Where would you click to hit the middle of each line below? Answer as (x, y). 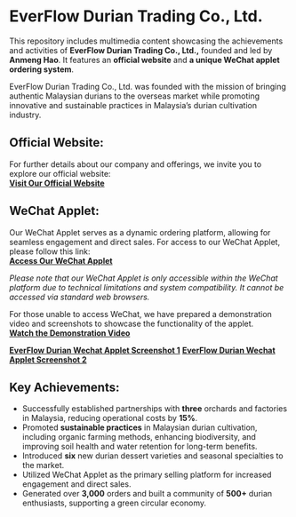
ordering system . (41, 69)
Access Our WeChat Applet (61, 260)
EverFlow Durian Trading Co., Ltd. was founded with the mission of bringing (148, 86)
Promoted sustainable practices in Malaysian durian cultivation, (140, 427)
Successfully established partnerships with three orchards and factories (154, 409)
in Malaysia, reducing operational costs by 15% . (110, 418)
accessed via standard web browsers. (80, 297)
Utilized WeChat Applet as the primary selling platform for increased (147, 475)
